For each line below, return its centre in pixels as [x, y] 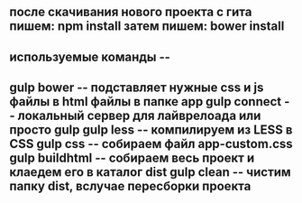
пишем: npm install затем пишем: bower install [147, 27]
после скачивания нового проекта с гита [131, 12]
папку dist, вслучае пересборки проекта [130, 186]
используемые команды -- [90, 56]
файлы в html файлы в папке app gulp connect [146, 101]
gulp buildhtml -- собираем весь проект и [132, 158]
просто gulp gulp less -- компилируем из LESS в [151, 130]
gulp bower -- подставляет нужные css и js [137, 88]
